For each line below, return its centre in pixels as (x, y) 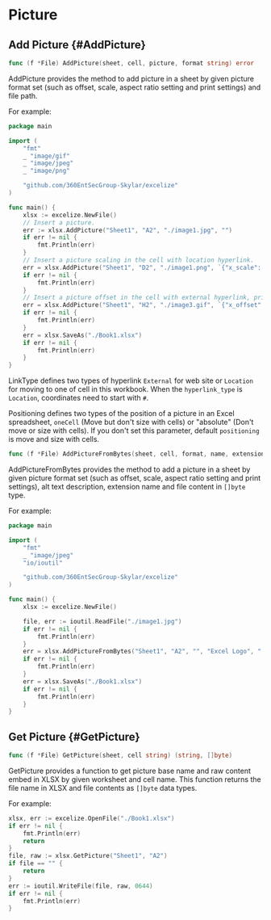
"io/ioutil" (43, 563)
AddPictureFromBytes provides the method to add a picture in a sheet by (129, 469)
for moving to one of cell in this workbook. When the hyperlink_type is (126, 389)
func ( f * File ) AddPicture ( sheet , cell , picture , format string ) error (131, 63)
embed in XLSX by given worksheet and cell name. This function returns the (135, 779)
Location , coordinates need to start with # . (79, 398)
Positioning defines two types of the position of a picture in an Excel (122, 414)
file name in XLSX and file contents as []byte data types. (103, 788)
